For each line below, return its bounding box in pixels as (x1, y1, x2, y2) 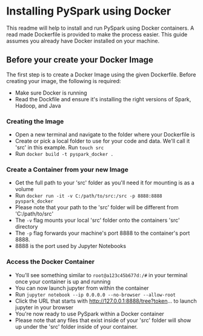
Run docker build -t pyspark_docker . (15, 150, 114, 158)
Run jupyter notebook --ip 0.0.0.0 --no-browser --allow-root (15, 291, 176, 298)
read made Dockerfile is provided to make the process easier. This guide (6, 30, 188, 38)
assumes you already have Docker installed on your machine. (6, 37, 159, 44)
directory (15, 223, 38, 230)
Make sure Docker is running (15, 89, 87, 96)
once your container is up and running (15, 278, 111, 285)
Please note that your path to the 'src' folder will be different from (15, 204, 179, 211)
